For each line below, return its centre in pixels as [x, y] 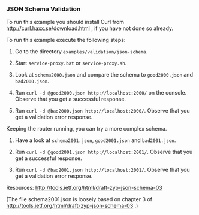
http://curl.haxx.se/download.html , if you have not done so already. [90, 28]
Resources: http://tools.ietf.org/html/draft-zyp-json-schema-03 [85, 188]
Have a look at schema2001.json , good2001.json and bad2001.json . [95, 140]
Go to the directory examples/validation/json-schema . [81, 52]
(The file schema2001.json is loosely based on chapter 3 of [79, 199]
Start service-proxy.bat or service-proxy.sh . [71, 63]
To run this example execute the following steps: [66, 40]
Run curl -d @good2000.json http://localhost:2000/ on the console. [101, 93]
